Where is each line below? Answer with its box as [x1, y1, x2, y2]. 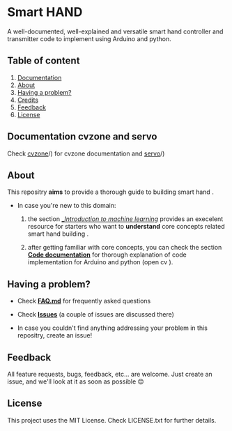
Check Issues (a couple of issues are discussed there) [17, 310, 174, 319]
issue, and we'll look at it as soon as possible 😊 [7, 377, 144, 386]
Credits [17, 96, 39, 104]
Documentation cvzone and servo [7, 130, 157, 143]
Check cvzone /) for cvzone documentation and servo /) [7, 149, 165, 158]
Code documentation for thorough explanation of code [27, 250, 187, 259]
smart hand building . [27, 229, 89, 238]
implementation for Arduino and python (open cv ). [27, 258, 173, 266]
